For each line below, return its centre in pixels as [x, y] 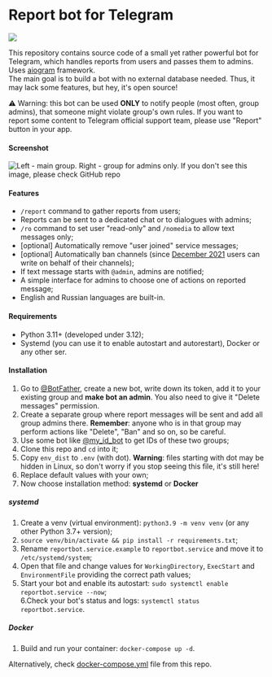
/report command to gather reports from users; [100, 211]
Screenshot [29, 147]
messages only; [47, 237]
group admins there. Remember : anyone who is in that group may [131, 423]
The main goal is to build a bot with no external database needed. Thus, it [132, 78]
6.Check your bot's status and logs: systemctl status [110, 601]
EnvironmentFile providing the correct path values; [105, 574]
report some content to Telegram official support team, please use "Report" [135, 120]
